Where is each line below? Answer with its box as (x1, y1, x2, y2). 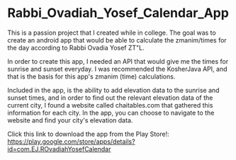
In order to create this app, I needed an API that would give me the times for (7, 57, 229, 65)
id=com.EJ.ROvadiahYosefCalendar (7, 144, 111, 153)
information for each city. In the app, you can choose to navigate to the (7, 108, 215, 117)
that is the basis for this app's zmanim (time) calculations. (7, 72, 176, 81)
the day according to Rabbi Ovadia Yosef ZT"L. (7, 43, 145, 52)
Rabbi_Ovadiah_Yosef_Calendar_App (7, 5, 229, 21)
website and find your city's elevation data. (7, 115, 133, 125)
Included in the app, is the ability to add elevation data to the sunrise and (7, 86, 220, 94)
